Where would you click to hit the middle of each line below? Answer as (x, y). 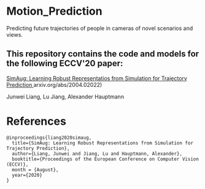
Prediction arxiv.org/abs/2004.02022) (54, 84)
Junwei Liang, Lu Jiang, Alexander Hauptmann (65, 97)
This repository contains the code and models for (103, 54)
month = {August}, (36, 169)
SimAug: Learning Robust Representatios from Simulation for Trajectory (97, 78)
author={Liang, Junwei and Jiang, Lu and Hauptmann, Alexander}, (97, 154)
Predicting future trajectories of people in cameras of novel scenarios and (100, 28)
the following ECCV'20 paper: (65, 63)
